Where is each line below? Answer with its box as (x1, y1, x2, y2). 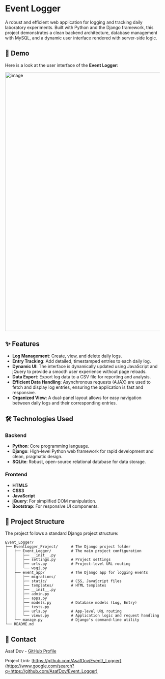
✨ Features (5, 340, 40, 348)
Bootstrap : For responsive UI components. (12, 503, 99, 509)
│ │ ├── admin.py (5, 591, 50, 597)
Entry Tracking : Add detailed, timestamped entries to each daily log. (12, 358, 151, 364)
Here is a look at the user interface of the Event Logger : (5, 62, 118, 68)
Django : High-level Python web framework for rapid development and (12, 448, 154, 454)
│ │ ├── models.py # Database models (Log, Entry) (5, 600, 137, 605)
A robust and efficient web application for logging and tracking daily (5, 19, 143, 25)
